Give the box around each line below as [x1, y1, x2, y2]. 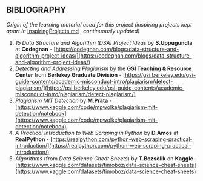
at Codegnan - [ [15, 45, 56, 53]
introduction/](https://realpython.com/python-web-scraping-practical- [15, 142, 191, 149]
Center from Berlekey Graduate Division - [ [15, 71, 125, 78]
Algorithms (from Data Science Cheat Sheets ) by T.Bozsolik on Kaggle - [15, 154, 198, 162]
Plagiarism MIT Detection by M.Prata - [15, 97, 112, 104]
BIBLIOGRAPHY [6, 5, 67, 15]
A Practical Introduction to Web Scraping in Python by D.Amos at [15, 129, 179, 136]
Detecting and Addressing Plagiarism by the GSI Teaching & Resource [15, 65, 192, 72]
